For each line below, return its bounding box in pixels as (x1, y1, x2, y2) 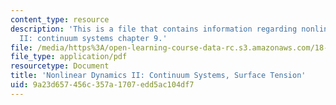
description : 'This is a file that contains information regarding (10, 24, 298, 34)
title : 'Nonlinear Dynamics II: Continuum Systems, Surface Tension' (10, 71, 307, 81)
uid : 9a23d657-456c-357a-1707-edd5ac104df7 (10, 80, 195, 90)
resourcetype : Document (10, 61, 110, 71)
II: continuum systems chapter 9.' (19, 33, 168, 43)
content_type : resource (10, 14, 110, 25)
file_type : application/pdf (10, 52, 128, 62)
